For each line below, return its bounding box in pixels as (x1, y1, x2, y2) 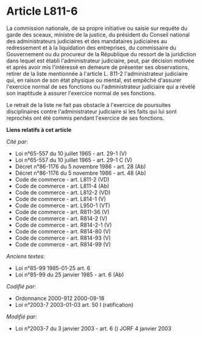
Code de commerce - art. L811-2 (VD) (15, 175, 110, 183)
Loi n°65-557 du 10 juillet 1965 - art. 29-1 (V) (15, 150, 127, 157)
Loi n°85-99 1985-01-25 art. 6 (15, 264, 91, 271)
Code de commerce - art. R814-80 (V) (15, 227, 111, 235)
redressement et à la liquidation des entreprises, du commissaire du (6, 44, 176, 51)
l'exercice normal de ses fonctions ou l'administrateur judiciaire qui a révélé (6, 83, 196, 90)
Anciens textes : (6, 252, 46, 260)
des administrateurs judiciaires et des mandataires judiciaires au (6, 37, 167, 45)
